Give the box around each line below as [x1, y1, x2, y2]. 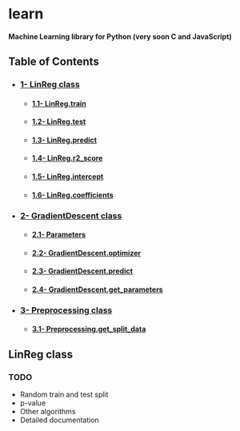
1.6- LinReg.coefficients [31, 190, 114, 200]
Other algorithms [19, 407, 76, 417]
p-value [19, 398, 46, 408]
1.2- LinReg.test [31, 117, 86, 126]
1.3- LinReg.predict [31, 135, 98, 145]
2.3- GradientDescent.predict [31, 266, 134, 276]
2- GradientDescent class [19, 210, 122, 221]
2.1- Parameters [31, 229, 86, 240]
